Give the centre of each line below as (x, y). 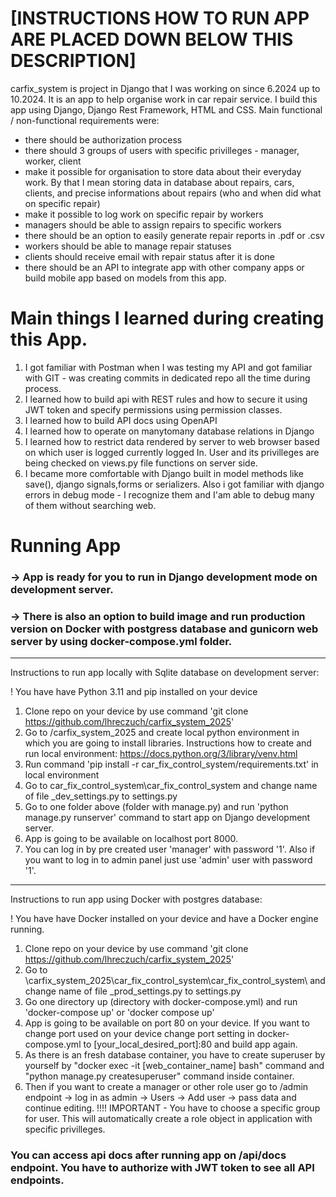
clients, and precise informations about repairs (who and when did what (173, 193)
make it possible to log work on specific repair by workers (144, 214)
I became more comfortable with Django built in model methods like (164, 473)
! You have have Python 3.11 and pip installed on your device (134, 692)
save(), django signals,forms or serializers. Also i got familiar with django (174, 484)
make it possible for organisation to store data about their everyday (163, 171)
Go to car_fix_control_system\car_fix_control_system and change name (171, 786)
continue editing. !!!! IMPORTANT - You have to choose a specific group (172, 1108)
